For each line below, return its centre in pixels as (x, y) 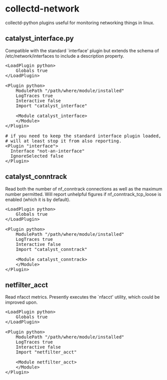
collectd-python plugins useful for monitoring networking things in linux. (80, 23)
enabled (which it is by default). (38, 200)
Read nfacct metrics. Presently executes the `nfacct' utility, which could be (82, 297)
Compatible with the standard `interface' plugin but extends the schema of (82, 50)
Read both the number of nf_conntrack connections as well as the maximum (84, 188)
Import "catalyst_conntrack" (52, 249)
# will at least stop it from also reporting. (63, 141)
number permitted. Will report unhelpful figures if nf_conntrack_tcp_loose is (83, 194)
